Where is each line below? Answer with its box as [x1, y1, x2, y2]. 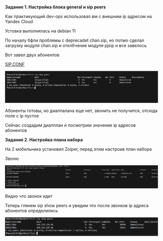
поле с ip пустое [5, 112, 39, 118]
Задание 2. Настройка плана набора [5, 137, 83, 143]
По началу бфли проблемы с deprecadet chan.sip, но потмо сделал [5, 37, 145, 43]
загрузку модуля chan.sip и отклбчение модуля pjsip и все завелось [5, 43, 147, 48]
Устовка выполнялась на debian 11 [5, 28, 76, 33]
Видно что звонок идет [5, 193, 53, 199]
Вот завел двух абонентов [5, 52, 60, 58]
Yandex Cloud [5, 19, 33, 24]
